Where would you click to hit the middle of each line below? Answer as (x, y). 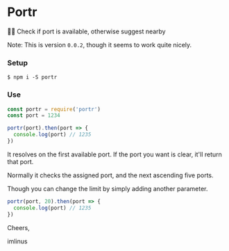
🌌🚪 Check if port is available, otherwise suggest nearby (86, 31)
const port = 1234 (34, 115)
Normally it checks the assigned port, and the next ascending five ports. (110, 175)
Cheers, (18, 227)
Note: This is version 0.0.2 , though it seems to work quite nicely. (100, 44)
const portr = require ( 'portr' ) (54, 109)
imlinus (17, 241)
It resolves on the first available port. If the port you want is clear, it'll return (114, 154)
